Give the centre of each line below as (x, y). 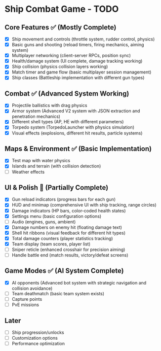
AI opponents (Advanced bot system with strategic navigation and (79, 282)
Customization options (35, 338)
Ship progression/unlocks (38, 332)
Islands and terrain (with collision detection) (56, 166)
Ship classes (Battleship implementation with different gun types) (78, 78)
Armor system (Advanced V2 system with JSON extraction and (76, 111)
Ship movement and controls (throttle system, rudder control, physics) (83, 39)
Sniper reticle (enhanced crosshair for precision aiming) (68, 249)
